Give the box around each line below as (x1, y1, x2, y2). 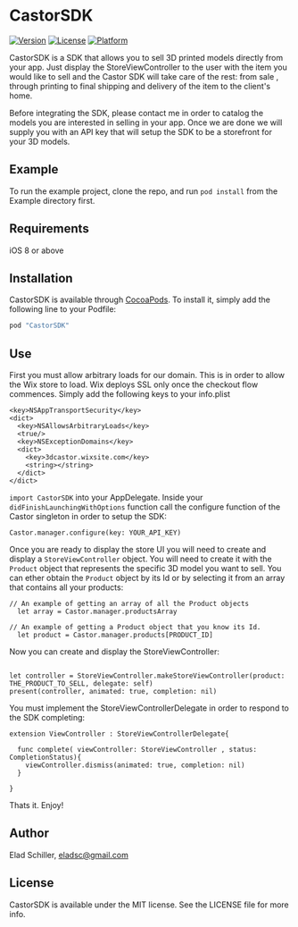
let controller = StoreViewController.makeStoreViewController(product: (9, 671, 286, 680)
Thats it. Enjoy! (9, 800, 64, 811)
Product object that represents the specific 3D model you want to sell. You (9, 563, 282, 574)
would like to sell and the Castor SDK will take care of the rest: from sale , (9, 71, 279, 81)
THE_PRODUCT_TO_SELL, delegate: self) (9, 679, 153, 688)
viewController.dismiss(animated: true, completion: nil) (25, 761, 245, 770)
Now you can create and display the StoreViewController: (9, 646, 220, 657)
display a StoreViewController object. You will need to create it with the (9, 553, 272, 564)
